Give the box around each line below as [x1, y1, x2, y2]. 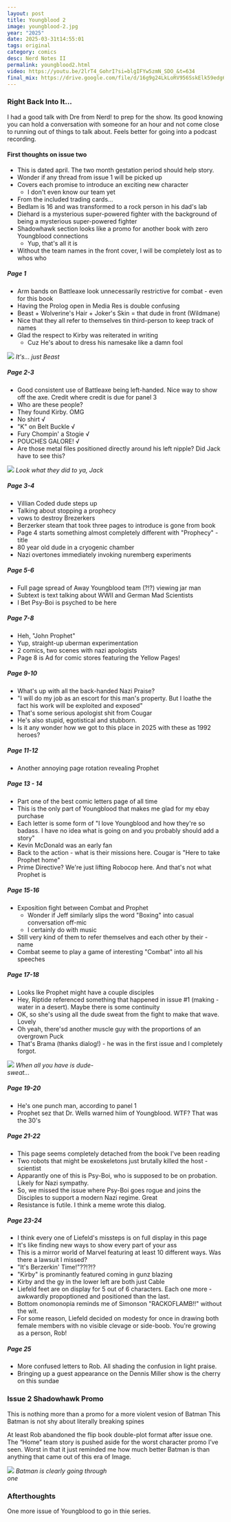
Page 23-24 [7, 1216, 43, 1225]
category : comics [7, 49, 57, 56]
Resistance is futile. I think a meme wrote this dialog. [16, 1200, 166, 1209]
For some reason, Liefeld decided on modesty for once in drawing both [16, 1314, 219, 1323]
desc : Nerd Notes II [7, 55, 67, 62]
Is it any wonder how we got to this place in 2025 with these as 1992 [16, 723, 211, 731]
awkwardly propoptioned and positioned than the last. [16, 1292, 170, 1301]
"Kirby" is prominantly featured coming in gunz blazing [16, 1270, 173, 1278]
